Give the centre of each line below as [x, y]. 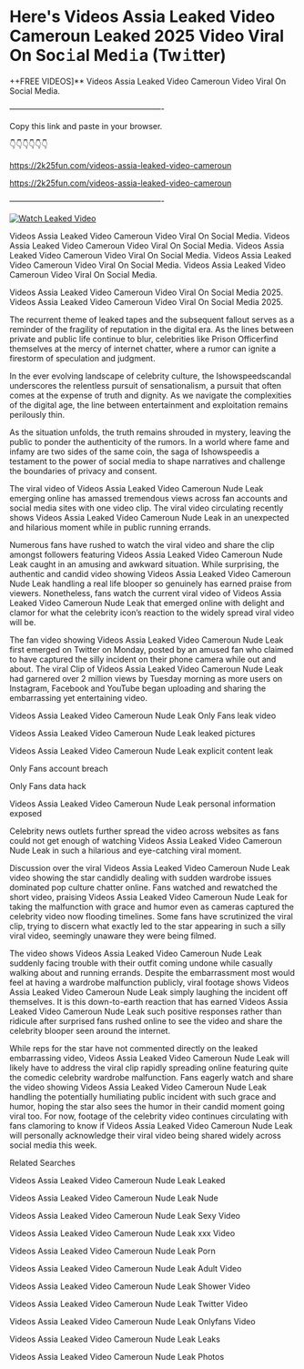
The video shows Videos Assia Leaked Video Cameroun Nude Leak [136, 953]
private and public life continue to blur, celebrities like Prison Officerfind [144, 339]
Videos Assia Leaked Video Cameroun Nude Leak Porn [113, 1251]
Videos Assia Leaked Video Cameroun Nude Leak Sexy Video [125, 1215]
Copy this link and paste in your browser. [86, 126]
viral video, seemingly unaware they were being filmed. [113, 936]
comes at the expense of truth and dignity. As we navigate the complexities [151, 395]
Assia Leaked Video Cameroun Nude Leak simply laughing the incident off [149, 992]
